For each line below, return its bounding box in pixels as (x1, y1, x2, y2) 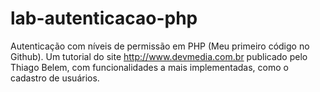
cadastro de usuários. (10, 72, 100, 84)
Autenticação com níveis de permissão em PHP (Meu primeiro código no (10, 40, 310, 52)
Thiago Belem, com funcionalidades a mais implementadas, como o (10, 61, 289, 73)
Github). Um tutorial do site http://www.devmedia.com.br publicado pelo (10, 50, 308, 62)
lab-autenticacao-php (10, 7, 198, 30)
